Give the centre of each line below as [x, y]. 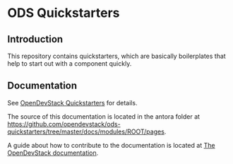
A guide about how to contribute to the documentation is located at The [111, 145]
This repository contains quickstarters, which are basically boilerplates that [116, 56]
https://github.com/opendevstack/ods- [64, 124]
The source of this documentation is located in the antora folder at [103, 116]
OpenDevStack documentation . [53, 153]
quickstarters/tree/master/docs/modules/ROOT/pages [86, 131]
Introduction [35, 39]
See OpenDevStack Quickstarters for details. [72, 102]
